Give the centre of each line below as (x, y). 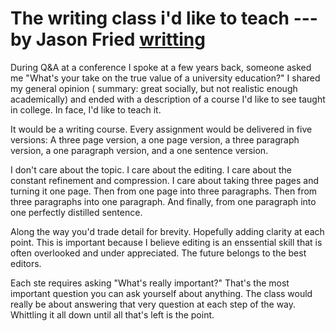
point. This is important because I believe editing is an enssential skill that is (166, 242)
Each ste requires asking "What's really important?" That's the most (150, 283)
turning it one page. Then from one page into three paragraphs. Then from (164, 191)
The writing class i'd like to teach (150, 18)
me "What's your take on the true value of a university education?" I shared (165, 78)
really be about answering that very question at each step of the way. (153, 304)
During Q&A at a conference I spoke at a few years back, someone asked (161, 67)
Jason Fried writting (120, 39)
